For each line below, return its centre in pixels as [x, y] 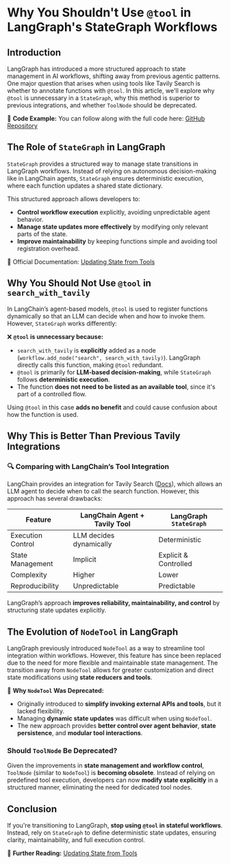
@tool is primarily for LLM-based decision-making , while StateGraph [114, 372]
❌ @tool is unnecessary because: [55, 336]
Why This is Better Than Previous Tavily [94, 436]
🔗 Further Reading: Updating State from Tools [72, 853]
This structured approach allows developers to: [74, 199]
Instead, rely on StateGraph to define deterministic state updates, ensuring [112, 833]
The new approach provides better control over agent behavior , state [116, 726]
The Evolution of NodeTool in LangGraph [93, 632]
